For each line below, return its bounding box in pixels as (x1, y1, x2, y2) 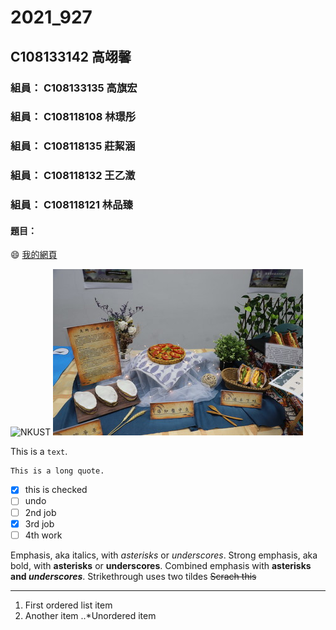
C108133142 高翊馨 (10, 48, 132, 65)
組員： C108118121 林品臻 (10, 198, 133, 212)
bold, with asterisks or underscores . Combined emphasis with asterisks (10, 559, 312, 571)
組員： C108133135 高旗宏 (10, 81, 138, 95)
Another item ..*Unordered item (24, 609, 157, 621)
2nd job (24, 506, 57, 518)
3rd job (24, 517, 55, 530)
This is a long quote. (10, 466, 105, 476)
